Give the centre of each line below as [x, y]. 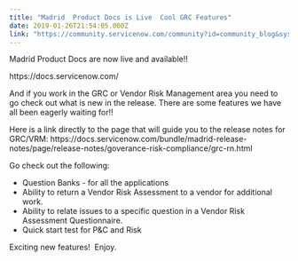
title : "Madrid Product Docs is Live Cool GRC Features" [121, 17]
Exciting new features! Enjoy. [63, 247]
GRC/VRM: [29, 139]
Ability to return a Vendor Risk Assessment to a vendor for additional [147, 193]
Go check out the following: [59, 166]
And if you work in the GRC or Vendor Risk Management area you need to [144, 93]
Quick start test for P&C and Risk [82, 230]
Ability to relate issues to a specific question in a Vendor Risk [133, 211]
